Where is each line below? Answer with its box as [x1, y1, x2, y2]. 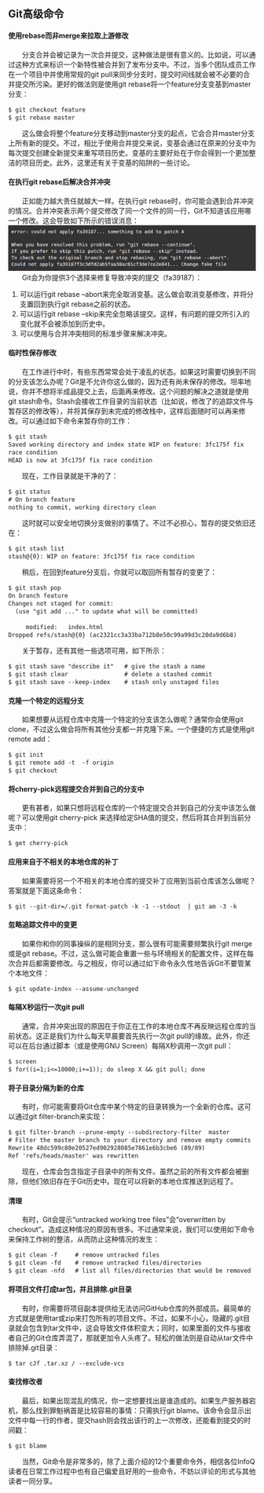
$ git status [8, 488, 51, 496]
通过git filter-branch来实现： [14, 1112, 108, 1122]
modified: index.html [25, 623, 104, 631]
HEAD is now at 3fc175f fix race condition [8, 456, 153, 464]
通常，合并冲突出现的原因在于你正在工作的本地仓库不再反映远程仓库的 [22, 1021, 249, 1030]
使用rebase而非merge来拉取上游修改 [8, 31, 129, 40]
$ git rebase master [8, 113, 76, 122]
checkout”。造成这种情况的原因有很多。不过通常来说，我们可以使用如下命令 [8, 1224, 255, 1235]
